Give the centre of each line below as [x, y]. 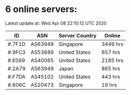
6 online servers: [41, 9]
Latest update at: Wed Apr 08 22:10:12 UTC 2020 [56, 23]
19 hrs [109, 85]
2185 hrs [112, 60]
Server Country [78, 35]
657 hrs [111, 52]
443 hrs [111, 76]
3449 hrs [112, 44]
